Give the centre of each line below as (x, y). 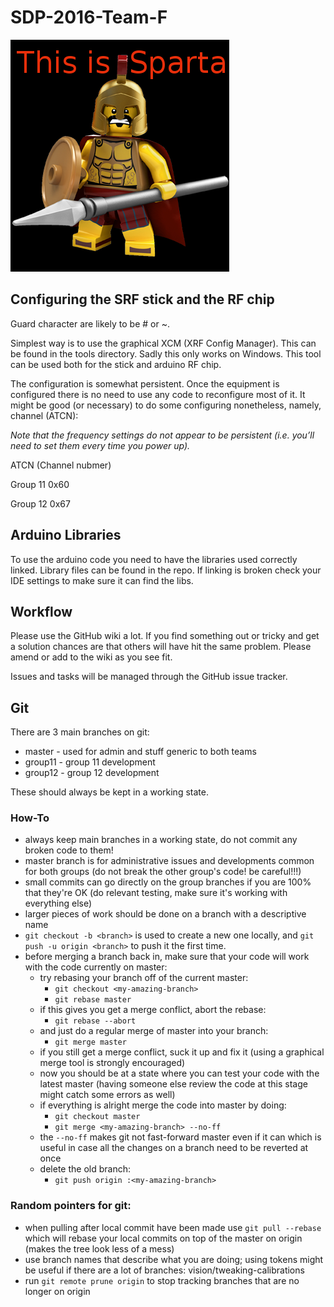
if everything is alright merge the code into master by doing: (163, 1105)
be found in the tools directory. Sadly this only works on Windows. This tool (166, 353)
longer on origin (57, 1291)
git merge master (90, 1042)
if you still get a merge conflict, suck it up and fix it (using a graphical (182, 1052)
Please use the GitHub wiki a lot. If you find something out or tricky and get (165, 636)
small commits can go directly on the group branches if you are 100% (168, 882)
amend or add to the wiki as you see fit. (91, 657)
